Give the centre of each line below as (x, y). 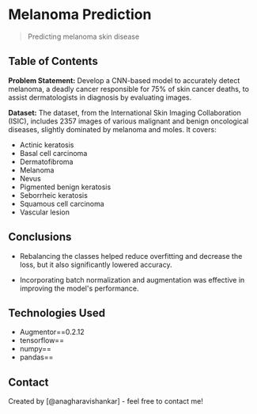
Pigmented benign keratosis (65, 187)
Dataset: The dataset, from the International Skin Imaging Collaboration (125, 112)
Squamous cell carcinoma (62, 203)
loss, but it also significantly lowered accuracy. (96, 264)
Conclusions (40, 237)
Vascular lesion (44, 212)
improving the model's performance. (79, 288)
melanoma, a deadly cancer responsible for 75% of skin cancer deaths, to (128, 89)
